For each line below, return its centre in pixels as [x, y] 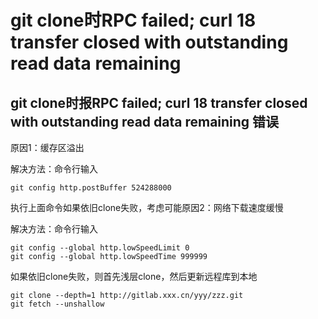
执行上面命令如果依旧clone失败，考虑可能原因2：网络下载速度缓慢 [147, 207]
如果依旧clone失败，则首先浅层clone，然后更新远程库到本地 [134, 276]
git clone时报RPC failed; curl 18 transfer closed [159, 102]
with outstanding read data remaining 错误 [145, 121]
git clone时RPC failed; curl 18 [133, 20]
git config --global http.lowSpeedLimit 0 [100, 248]
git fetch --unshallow [57, 304]
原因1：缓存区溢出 [47, 147]
